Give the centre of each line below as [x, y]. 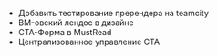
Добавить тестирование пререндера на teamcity [114, 13]
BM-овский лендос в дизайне [76, 23]
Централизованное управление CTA [89, 42]
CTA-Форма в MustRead [65, 32]
